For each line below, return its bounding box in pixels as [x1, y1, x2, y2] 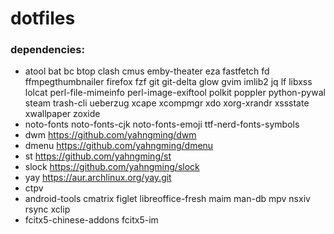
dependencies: [10, 43, 85, 57]
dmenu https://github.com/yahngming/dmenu [24, 140, 214, 152]
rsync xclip [24, 203, 71, 216]
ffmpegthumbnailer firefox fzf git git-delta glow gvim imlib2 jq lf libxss [24, 76, 313, 88]
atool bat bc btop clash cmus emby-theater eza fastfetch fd [24, 65, 270, 77]
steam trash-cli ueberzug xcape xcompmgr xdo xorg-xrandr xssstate [24, 97, 310, 109]
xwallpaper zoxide [24, 108, 101, 120]
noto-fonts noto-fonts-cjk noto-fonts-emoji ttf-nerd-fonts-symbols [24, 118, 300, 131]
